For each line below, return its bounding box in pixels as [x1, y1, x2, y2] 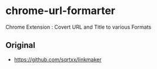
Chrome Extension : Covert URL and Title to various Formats [5, 23, 152, 30]
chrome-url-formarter [5, 4, 116, 18]
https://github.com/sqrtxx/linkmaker [14, 56, 102, 63]
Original [5, 40, 36, 50]
